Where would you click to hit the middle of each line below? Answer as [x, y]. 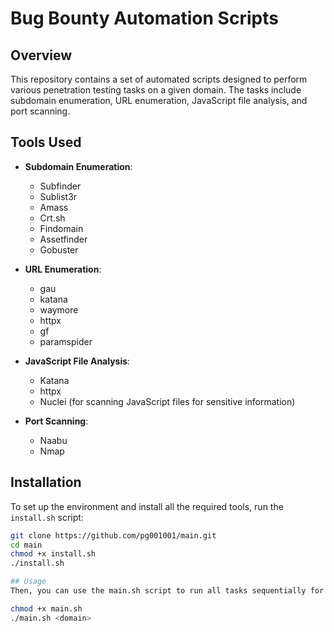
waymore [59, 309]
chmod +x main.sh [46, 608]
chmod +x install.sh [53, 554]
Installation [46, 482]
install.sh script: [47, 517]
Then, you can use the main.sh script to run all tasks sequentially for [167, 591]
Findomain [61, 228]
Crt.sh [52, 218]
